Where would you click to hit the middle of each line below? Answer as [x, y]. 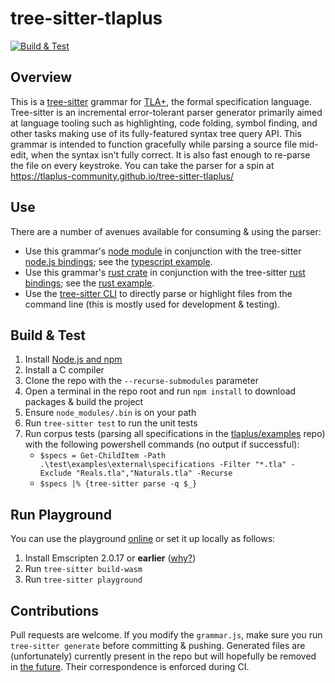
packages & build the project [84, 402]
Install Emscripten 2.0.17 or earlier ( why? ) [110, 558]
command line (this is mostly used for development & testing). [152, 304]
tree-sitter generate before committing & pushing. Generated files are [158, 645]
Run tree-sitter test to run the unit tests [111, 423]
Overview [41, 77]
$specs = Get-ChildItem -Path [103, 456]
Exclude [55, 473]
